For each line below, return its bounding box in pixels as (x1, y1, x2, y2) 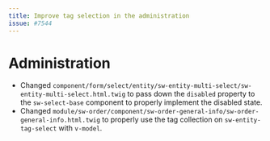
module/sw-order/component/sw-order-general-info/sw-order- (52, 108, 259, 116)
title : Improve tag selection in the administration (8, 11, 190, 20)
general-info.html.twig (19, 116, 101, 125)
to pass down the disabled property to (127, 89, 255, 99)
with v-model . (58, 123, 103, 133)
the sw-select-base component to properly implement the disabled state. (19, 97, 263, 107)
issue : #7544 (8, 19, 53, 27)
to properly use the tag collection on (102, 114, 223, 125)
